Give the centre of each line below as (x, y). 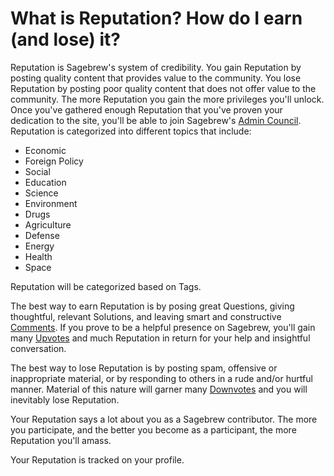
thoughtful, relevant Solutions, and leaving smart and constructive (146, 316)
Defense (42, 235)
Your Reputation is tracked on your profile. (97, 459)
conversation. (38, 348)
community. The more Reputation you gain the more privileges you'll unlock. (167, 99)
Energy (39, 246)
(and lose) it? (65, 39)
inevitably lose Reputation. (65, 399)
